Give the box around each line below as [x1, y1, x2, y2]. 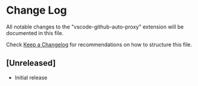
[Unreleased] [6, 58, 56, 68]
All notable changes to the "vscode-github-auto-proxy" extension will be [6, 23, 184, 30]
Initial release [14, 74, 47, 81]
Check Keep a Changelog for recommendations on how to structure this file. [6, 41, 193, 48]
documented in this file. [6, 29, 64, 36]
